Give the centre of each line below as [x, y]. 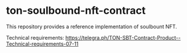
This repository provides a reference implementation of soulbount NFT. [91, 26]
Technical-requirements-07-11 [42, 44]
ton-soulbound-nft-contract [76, 11]
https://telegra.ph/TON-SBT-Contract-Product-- [123, 37]
